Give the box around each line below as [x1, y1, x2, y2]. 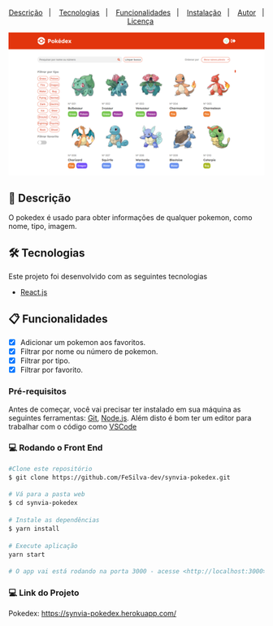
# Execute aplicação [8, 542, 79, 550]
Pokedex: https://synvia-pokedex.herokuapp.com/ [8, 609, 177, 619]
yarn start [8, 550, 45, 559]
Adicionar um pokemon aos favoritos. [19, 337, 146, 347]
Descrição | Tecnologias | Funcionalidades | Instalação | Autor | [8, 8, 265, 17]
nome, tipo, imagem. [8, 222, 77, 231]
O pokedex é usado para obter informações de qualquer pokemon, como [8, 213, 253, 222]
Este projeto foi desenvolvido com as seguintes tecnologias [8, 272, 208, 282]
